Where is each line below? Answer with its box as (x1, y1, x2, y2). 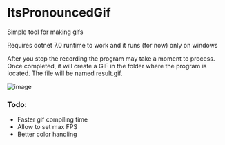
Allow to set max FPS (17, 123, 78, 131)
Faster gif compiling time (17, 115, 88, 124)
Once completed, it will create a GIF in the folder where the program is (7, 61, 207, 70)
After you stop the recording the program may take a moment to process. (7, 54, 215, 63)
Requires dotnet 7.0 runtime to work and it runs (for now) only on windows (7, 41, 218, 49)
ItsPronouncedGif (7, 5, 112, 21)
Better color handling (17, 130, 77, 139)
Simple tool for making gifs (7, 28, 84, 36)
